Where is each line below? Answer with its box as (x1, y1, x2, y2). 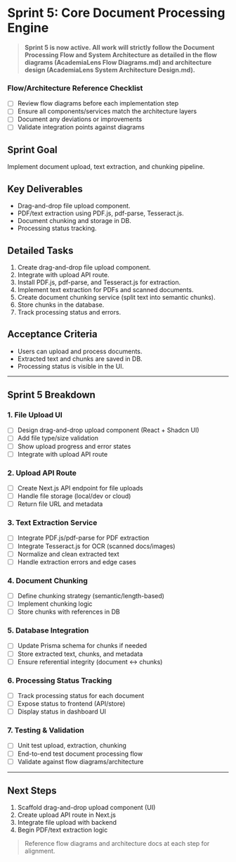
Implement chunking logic (17, 600, 93, 608)
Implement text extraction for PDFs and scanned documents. (17, 285, 194, 293)
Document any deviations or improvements (17, 115, 143, 124)
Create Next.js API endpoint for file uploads (17, 483, 143, 492)
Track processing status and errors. (17, 308, 122, 316)
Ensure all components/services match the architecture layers (17, 107, 197, 115)
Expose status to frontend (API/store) (17, 699, 126, 708)
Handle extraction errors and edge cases (17, 557, 137, 566)
